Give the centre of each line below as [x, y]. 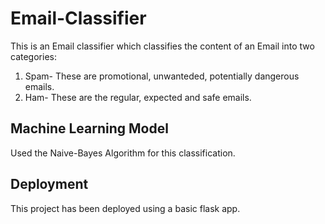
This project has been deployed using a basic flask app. [125, 208]
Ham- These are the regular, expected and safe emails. [138, 97]
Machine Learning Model [89, 128]
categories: [33, 56]
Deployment [49, 184]
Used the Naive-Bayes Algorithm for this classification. [123, 153]
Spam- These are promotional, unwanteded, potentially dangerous [162, 76]
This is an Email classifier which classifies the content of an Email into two [162, 46]
